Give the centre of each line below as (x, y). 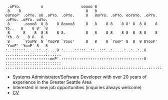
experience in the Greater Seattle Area (52, 82)
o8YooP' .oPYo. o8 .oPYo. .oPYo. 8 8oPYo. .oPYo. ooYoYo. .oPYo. (81, 15)
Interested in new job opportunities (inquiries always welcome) (77, 87)
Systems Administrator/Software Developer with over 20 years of (79, 77)
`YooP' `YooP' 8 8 (27, 46)
